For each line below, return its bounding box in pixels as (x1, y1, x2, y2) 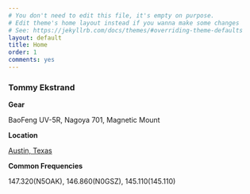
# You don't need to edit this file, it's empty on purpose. (8, 11, 215, 20)
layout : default (8, 33, 62, 42)
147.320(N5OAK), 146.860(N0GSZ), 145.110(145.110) (8, 177, 176, 186)
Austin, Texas (8, 146, 53, 155)
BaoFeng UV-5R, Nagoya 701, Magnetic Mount (8, 116, 160, 125)
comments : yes (8, 56, 56, 64)
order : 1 (8, 48, 37, 56)
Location (8, 131, 38, 140)
